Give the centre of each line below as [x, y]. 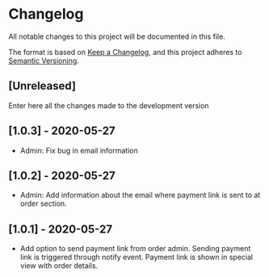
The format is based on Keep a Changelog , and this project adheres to [125, 52]
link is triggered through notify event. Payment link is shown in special [136, 257]
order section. [43, 204]
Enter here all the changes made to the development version [109, 105]
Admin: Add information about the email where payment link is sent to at [140, 195]
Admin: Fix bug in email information [79, 150]
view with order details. [59, 266]
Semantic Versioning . [44, 61]
